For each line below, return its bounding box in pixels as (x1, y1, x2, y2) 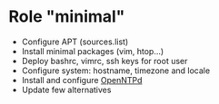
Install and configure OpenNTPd (21, 74, 143, 85)
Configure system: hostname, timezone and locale (21, 65, 211, 76)
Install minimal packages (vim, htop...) (21, 45, 164, 56)
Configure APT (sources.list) (21, 36, 129, 47)
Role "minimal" (8, 6, 125, 27)
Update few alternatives (21, 84, 112, 95)
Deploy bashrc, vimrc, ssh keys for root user (21, 55, 188, 66)
